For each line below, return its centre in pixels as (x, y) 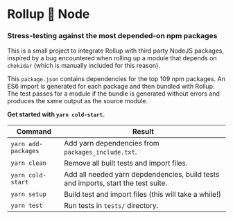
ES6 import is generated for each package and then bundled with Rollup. (111, 87)
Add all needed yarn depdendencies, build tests (142, 175)
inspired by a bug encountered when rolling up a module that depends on (112, 58)
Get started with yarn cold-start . (56, 114)
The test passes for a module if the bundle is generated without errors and (114, 94)
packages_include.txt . (101, 152)
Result (143, 132)
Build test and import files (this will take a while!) (143, 195)
